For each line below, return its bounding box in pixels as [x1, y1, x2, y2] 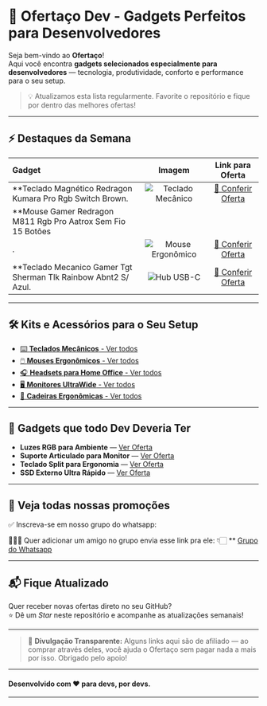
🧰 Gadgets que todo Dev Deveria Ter [8, 422, 192, 435]
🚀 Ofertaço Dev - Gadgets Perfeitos [8, 7, 246, 25]
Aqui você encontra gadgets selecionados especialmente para [8, 59, 218, 69]
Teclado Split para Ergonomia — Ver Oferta [19, 460, 164, 469]
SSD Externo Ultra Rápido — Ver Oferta [19, 468, 151, 477]
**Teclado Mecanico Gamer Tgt [12, 261, 133, 273]
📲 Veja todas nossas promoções [8, 498, 171, 512]
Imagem [158, 164, 190, 175]
